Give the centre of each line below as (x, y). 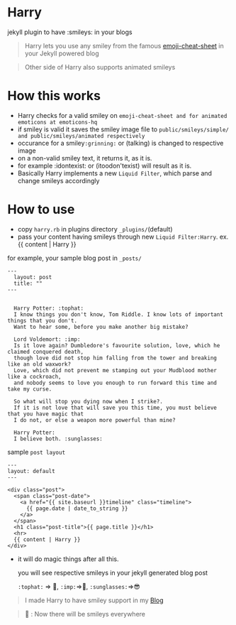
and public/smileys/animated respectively (81, 136)
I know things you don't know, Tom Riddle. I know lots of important (118, 314)
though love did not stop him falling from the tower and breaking (116, 358)
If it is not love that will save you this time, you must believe (116, 408)
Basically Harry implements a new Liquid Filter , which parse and (115, 173)
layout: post (33, 277)
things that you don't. (43, 320)
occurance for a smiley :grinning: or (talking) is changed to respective (120, 143)
